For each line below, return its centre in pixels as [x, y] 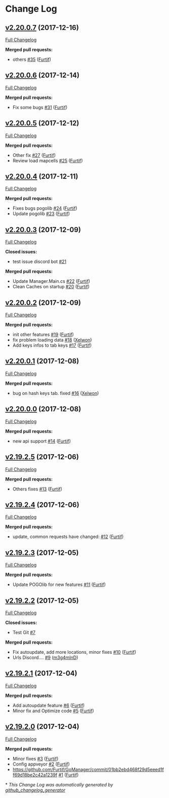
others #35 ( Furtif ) [32, 59]
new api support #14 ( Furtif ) [41, 441]
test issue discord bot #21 [39, 261]
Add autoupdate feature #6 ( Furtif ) [49, 705]
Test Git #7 [24, 632]
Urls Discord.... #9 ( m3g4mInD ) [45, 657]
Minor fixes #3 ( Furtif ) [35, 758]
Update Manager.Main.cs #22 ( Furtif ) [51, 281]
